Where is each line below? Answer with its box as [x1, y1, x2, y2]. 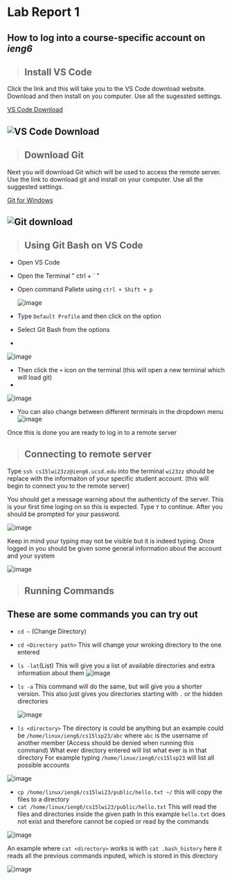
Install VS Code [24, 66, 92, 78]
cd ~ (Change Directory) [17, 626, 87, 636]
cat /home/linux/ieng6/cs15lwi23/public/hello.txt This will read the [17, 802, 217, 811]
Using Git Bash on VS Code [24, 240, 143, 251]
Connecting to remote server [24, 449, 152, 460]
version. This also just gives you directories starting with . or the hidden [17, 689, 223, 698]
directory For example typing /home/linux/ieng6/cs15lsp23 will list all [17, 753, 215, 761]
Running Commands [24, 585, 114, 597]
